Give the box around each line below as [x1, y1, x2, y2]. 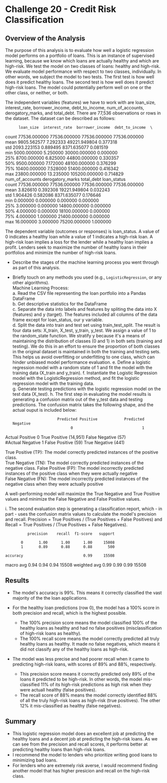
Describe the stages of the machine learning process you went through [12, 259, 159, 265]
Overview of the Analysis [5, 34, 86, 42]
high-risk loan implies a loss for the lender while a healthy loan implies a [5, 239, 153, 245]
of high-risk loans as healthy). [19, 630, 82, 636]
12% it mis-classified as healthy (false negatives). [19, 703, 122, 709]
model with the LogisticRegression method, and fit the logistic [12, 375, 140, 381]
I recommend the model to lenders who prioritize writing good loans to [12, 752, 158, 758]
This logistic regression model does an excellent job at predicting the [12, 731, 155, 737]
